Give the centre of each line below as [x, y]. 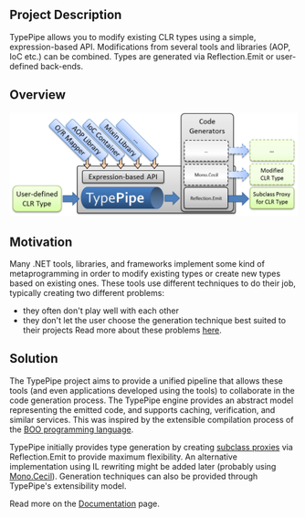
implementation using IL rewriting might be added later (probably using [143, 466]
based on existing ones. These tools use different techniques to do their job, [153, 283]
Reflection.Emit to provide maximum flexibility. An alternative [123, 457]
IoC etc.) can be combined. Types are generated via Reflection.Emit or [142, 56]
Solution [34, 359]
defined [24, 66]
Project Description [66, 15]
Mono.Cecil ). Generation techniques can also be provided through [134, 476]
